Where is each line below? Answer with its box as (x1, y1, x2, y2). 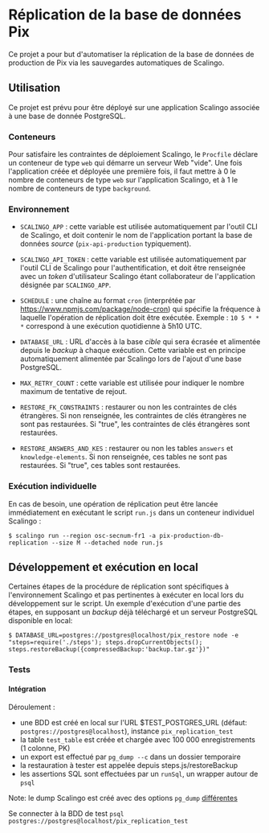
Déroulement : (8, 702, 55, 712)
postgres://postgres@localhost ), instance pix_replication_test (19, 726, 234, 736)
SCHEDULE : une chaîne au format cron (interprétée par (19, 296, 196, 306)
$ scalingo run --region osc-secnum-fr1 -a (8, 531, 157, 540)
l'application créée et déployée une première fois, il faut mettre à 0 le (8, 166, 237, 176)
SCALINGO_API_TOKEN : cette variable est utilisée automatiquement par (19, 255, 247, 265)
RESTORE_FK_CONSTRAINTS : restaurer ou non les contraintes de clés (19, 402, 237, 412)
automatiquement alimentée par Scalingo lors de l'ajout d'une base (19, 354, 243, 363)
